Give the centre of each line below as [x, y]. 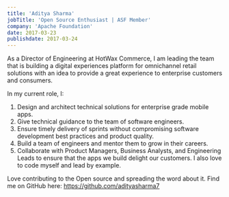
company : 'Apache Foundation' [50, 26]
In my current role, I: [36, 94]
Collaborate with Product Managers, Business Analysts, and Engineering [119, 151]
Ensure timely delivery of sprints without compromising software [108, 129]
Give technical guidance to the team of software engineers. [100, 121]
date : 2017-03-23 [32, 33]
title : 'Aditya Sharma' [41, 13]
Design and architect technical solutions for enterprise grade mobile [113, 107]
